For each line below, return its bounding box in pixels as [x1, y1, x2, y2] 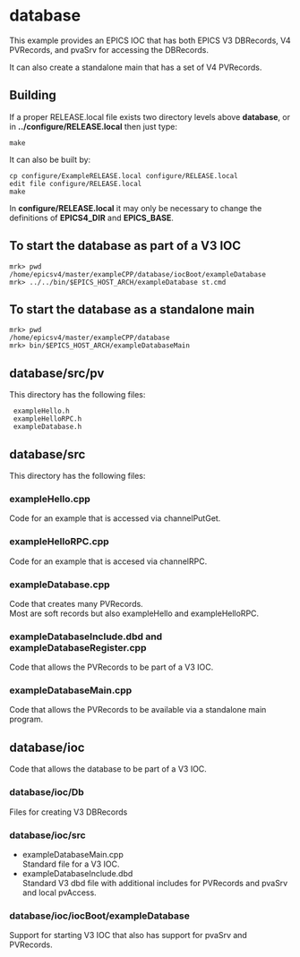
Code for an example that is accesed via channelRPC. [9, 556, 208, 567]
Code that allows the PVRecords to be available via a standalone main [9, 705, 267, 715]
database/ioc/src [9, 829, 87, 842]
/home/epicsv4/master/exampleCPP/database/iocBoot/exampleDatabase [9, 269, 267, 278]
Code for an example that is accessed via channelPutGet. [9, 513, 221, 524]
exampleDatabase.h [13, 423, 82, 432]
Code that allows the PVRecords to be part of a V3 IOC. [9, 662, 214, 672]
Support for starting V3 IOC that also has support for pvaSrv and [9, 930, 248, 941]
